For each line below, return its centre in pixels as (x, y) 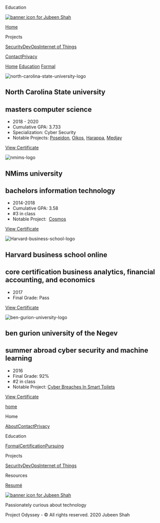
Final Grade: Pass (31, 298)
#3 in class (24, 214)
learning (19, 358)
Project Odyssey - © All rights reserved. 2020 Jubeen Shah (68, 514)
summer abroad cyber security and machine (77, 351)
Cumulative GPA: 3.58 (35, 208)
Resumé (14, 485)
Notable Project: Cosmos (39, 219)
